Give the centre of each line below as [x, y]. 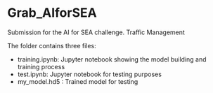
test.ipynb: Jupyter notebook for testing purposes [89, 74]
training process [41, 66]
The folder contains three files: [52, 45]
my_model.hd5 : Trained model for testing [78, 81]
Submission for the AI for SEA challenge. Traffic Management [96, 32]
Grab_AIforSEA [52, 13]
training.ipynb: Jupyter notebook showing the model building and [112, 59]
